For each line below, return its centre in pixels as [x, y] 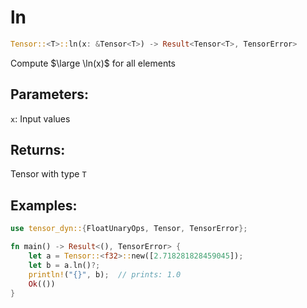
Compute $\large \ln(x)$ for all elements [93, 63]
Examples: [44, 205]
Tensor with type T [48, 174]
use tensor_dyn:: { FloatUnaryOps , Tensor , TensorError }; [129, 229]
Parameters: [49, 94]
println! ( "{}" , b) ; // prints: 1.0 [105, 274]
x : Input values [40, 118]
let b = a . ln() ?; [64, 265]
